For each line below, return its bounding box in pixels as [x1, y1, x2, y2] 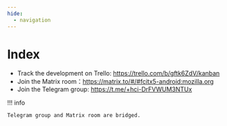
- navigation [13, 17, 51, 24]
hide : [7, 10, 23, 17]
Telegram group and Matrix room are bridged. [7, 112, 140, 119]
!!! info [7, 98, 26, 107]
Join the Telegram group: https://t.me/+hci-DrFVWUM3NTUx [17, 85, 192, 93]
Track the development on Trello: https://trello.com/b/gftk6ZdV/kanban [17, 69, 220, 78]
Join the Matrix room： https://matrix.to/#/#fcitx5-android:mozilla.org [17, 78, 215, 86]
